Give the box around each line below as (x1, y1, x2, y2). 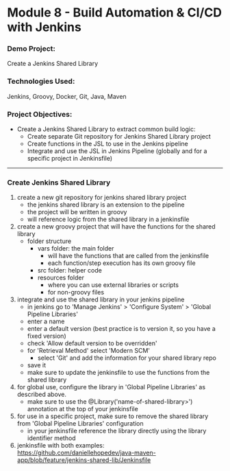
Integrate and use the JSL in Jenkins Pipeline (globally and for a (27, 147, 207, 155)
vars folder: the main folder (37, 244, 114, 253)
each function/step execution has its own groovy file (47, 259, 196, 267)
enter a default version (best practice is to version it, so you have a (27, 325, 216, 333)
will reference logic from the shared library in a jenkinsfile (27, 215, 190, 224)
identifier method (27, 434, 77, 442)
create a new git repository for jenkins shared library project (16, 194, 187, 202)
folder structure (27, 237, 72, 245)
